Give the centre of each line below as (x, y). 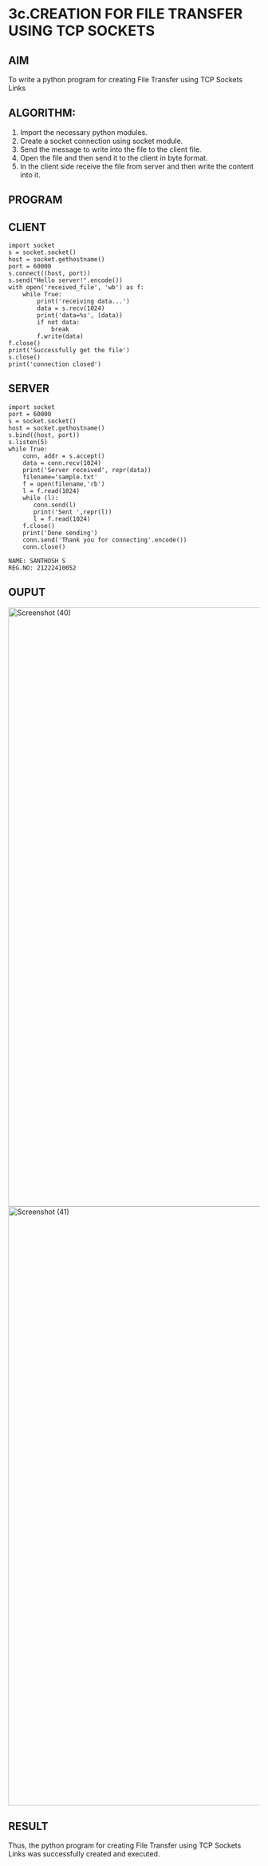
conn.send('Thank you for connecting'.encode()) (105, 540)
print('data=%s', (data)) (80, 316)
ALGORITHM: (42, 113)
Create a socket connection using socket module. (101, 141)
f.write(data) (60, 336)
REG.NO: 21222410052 (43, 568)
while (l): (41, 498)
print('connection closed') (55, 364)
